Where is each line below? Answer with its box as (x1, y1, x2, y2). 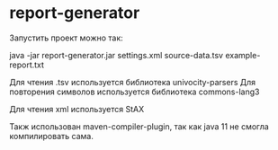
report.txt (9, 59, 45, 70)
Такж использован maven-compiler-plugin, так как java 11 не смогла (9, 120, 270, 132)
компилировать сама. (9, 130, 94, 141)
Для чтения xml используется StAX (9, 103, 145, 114)
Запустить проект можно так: (9, 32, 123, 43)
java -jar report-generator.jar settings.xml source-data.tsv (9, 49, 223, 60)
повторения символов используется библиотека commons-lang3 (9, 86, 260, 97)
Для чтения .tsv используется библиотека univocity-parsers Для (9, 76, 256, 87)
